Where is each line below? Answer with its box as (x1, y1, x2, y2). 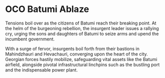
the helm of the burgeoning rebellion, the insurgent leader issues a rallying (5, 25, 159, 31)
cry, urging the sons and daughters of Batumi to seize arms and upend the (5, 30, 159, 36)
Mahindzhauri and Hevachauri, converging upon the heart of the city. (5, 51, 148, 57)
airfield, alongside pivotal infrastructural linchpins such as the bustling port (5, 61, 160, 67)
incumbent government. (5, 36, 55, 42)
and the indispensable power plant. (5, 66, 78, 73)
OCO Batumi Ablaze (5, 3, 89, 15)
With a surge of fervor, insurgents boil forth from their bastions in (5, 45, 139, 51)
